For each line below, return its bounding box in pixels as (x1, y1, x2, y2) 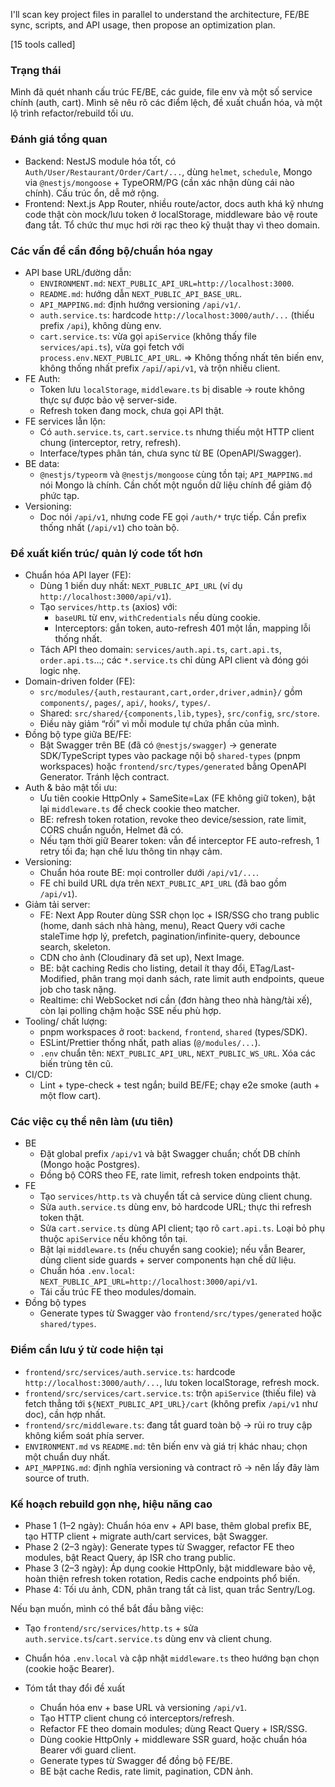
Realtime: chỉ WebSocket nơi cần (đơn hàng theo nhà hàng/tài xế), (39, 994, 313, 1006)
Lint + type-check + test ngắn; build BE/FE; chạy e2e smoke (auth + (39, 1079, 320, 1091)
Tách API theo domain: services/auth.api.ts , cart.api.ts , (39, 644, 283, 656)
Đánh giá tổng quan (10, 132, 108, 146)
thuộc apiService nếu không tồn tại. (39, 1233, 188, 1245)
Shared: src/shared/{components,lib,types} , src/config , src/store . (39, 707, 320, 719)
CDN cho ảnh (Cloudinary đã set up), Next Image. (39, 952, 245, 964)
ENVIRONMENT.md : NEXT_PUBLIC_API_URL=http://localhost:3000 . (39, 277, 295, 289)
